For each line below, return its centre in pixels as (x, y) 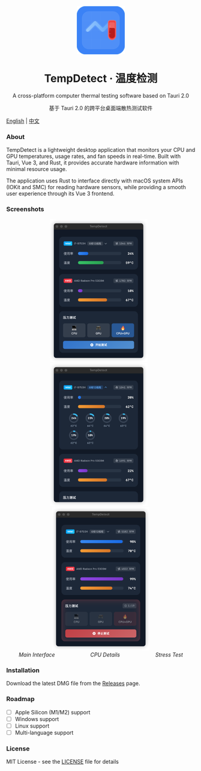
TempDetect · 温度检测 (101, 79)
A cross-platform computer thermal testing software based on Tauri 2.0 (101, 95)
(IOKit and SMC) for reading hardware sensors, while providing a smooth (96, 187)
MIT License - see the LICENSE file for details (62, 762)
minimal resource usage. (37, 169)
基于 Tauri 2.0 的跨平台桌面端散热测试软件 (101, 108)
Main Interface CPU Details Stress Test (101, 654)
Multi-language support (44, 732)
